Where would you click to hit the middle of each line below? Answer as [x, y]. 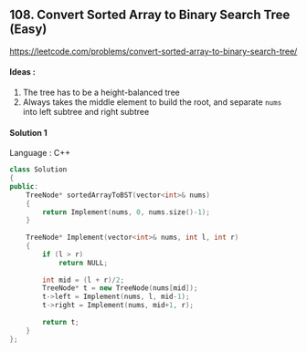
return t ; [61, 322]
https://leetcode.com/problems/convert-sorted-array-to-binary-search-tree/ [153, 51]
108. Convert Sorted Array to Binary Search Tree [150, 15]
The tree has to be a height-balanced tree [101, 93]
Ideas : [23, 72]
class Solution [38, 170]
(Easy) [28, 30]
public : [24, 186]
